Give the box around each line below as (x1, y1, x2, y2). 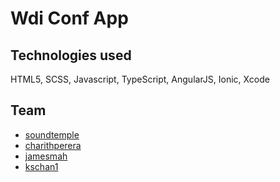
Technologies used (10, 47, 132, 64)
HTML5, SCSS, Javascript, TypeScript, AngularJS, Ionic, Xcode (10, 73, 270, 85)
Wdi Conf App (10, 7, 129, 30)
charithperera (24, 139, 82, 151)
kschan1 (24, 160, 59, 172)
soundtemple (24, 128, 80, 141)
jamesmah (24, 150, 68, 162)
